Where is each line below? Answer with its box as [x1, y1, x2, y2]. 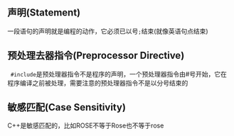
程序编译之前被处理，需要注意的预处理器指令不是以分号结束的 [7, 79, 188, 87]
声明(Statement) [7, 6, 81, 19]
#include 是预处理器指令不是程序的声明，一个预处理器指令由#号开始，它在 [10, 69, 228, 78]
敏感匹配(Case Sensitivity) [7, 101, 127, 113]
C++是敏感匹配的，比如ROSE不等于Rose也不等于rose [7, 121, 164, 130]
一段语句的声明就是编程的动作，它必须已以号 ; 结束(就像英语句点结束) [7, 27, 208, 35]
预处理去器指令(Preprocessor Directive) [7, 50, 185, 62]
